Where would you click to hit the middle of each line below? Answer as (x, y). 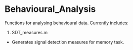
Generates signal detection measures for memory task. (68, 42)
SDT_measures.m (30, 32)
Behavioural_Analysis (50, 9)
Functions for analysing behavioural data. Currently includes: (67, 23)
